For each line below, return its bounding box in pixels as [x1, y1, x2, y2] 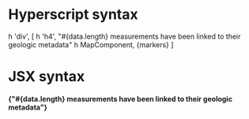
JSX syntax [8, 68, 85, 86]
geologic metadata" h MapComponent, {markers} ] [8, 39, 174, 49]
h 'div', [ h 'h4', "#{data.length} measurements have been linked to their [8, 32, 241, 41]
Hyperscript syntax [8, 6, 138, 24]
